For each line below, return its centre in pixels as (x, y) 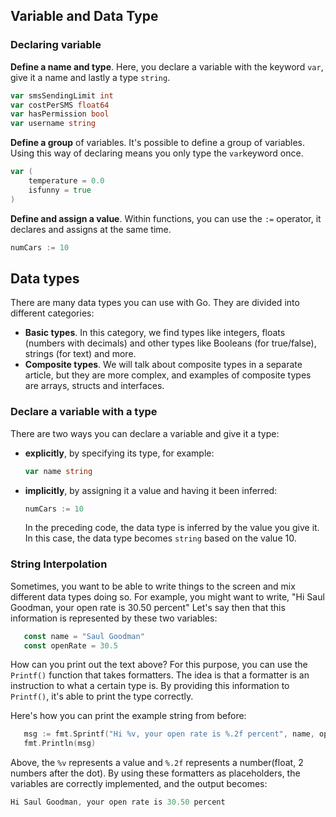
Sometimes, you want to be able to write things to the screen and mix (153, 586)
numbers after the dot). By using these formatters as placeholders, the (155, 773)
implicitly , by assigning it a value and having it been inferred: (151, 490)
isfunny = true (60, 190)
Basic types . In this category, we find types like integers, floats (155, 333)
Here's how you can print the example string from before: (128, 716)
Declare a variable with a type (84, 412)
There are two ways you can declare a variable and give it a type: (145, 433)
